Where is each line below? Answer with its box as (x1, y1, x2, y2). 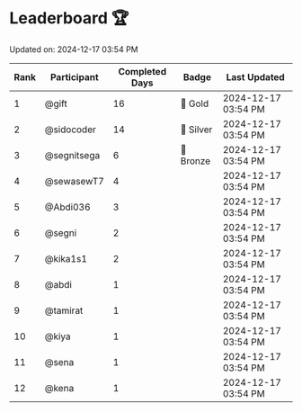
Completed (118, 65, 167, 77)
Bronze (180, 155, 211, 167)
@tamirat (44, 304, 84, 317)
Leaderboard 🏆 (9, 8, 129, 29)
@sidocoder (44, 123, 97, 136)
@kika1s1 (44, 252, 88, 264)
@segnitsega (44, 148, 101, 161)
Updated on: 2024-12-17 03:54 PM (9, 43, 138, 55)
